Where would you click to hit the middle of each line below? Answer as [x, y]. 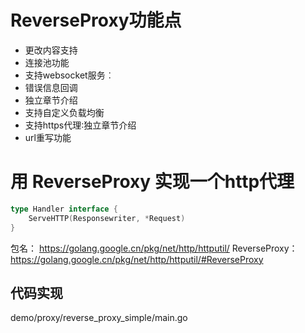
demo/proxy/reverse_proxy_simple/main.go [99, 318]
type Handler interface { [64, 209]
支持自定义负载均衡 [64, 112]
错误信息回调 [51, 87]
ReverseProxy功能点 [96, 20]
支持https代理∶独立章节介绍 [80, 125]
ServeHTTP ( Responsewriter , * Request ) [107, 218]
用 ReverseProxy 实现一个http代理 [152, 182]
